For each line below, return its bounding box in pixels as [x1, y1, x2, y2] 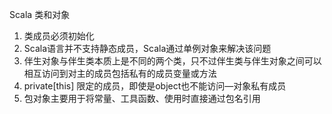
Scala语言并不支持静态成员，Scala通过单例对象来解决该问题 [23, 43, 272, 54]
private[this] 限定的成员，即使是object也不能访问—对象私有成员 [23, 80, 287, 92]
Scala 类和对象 [9, 9, 71, 20]
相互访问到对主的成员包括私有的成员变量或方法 [23, 68, 217, 79]
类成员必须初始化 [23, 30, 95, 42]
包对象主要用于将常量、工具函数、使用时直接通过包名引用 [23, 93, 261, 104]
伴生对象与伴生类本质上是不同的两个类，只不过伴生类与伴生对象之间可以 [23, 55, 322, 67]
